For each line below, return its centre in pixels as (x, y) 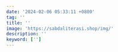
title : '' (19, 23)
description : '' (26, 34)
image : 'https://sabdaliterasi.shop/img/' (60, 28)
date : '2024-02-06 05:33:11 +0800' (51, 12)
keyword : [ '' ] (24, 39)
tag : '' (16, 17)
